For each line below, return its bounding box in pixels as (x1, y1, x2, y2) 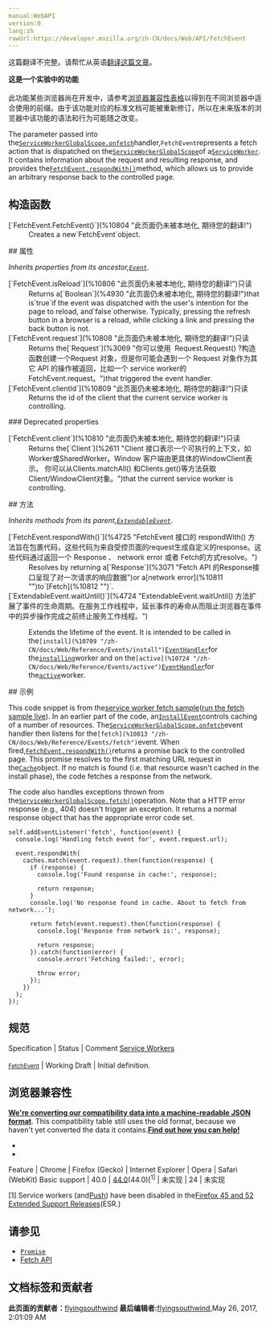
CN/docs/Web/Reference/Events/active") (28, 663, 162, 671)
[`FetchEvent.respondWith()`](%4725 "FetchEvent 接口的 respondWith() (8, 533, 247, 542)
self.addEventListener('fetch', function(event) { (8, 828, 182, 836)
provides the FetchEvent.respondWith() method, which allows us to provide (8, 164, 254, 173)
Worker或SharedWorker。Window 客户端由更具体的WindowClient (28, 454, 246, 463)
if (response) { (29, 864, 84, 872)
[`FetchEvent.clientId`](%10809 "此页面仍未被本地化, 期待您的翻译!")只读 (8, 384, 248, 393)
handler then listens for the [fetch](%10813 (8, 728, 148, 738)
